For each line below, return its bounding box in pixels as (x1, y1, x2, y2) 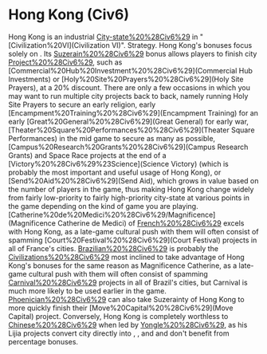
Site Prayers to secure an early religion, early (8, 100, 156, 109)
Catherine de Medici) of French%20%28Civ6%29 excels (57, 218, 245, 228)
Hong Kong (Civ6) (8, 6, 130, 24)
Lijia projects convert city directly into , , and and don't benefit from (8, 328, 230, 338)
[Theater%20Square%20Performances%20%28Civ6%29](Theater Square (8, 125, 255, 135)
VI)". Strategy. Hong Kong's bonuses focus (111, 40, 253, 49)
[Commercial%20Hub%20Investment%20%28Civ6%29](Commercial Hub (8, 65, 253, 75)
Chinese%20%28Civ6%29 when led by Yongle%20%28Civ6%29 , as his (8, 320, 248, 329)
